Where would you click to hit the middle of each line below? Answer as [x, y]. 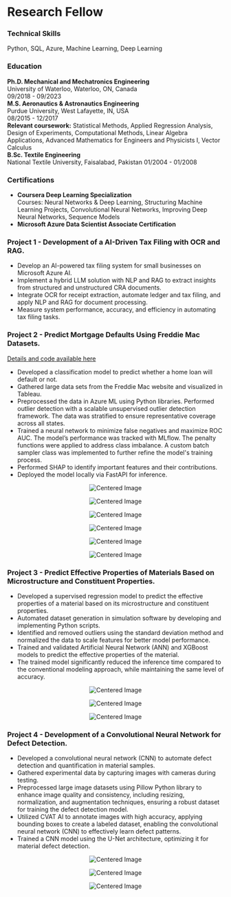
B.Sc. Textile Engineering [44, 154]
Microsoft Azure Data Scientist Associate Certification [97, 224]
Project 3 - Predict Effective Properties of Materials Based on [111, 572]
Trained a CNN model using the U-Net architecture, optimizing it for [113, 839]
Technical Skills [34, 34]
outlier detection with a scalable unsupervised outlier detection [106, 408]
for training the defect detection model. [73, 809]
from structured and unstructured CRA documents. [89, 288]
